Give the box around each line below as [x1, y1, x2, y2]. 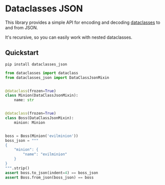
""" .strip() [5, 166, 30, 171]
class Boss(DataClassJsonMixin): [5, 116, 74, 121]
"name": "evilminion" [23, 152, 68, 157]
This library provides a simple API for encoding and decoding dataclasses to [5, 19, 161, 25]
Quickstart [5, 49, 39, 57]
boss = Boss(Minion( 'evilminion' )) [5, 133, 79, 138]
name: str [14, 98, 35, 103]
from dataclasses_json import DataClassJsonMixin [5, 75, 110, 80]
